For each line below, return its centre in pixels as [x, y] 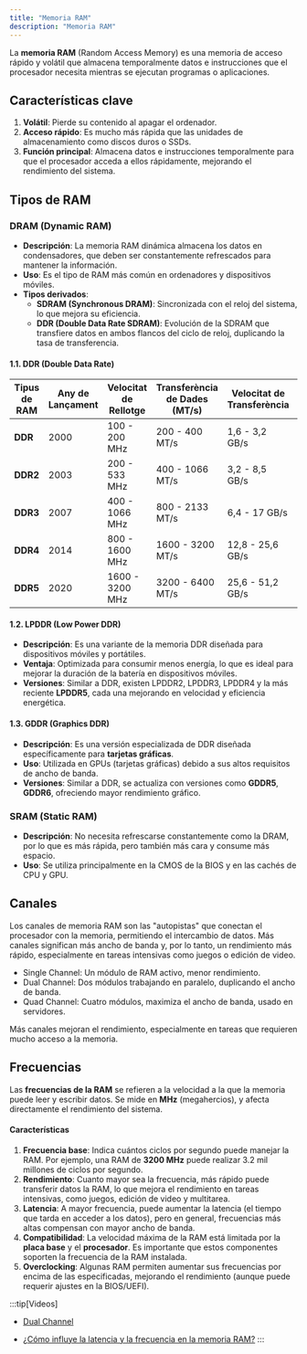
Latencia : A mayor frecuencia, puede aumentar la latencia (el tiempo [152, 1208]
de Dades [187, 399]
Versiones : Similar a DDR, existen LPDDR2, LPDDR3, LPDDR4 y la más [155, 683]
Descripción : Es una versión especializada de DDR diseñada [137, 744]
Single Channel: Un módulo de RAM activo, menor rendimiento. [142, 972]
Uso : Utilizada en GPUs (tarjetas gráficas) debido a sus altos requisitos [156, 763]
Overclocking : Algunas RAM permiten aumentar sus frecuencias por [152, 1266]
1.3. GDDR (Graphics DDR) [59, 724]
